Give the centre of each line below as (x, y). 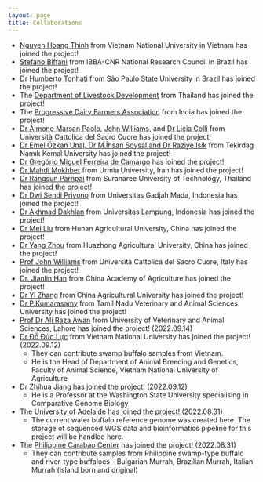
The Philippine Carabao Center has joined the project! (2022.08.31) (128, 444)
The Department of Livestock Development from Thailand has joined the (136, 95)
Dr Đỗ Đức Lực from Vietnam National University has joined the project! (135, 336)
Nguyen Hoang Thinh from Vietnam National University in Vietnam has (133, 45)
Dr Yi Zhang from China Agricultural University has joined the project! (131, 295)
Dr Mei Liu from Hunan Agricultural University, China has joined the (128, 228)
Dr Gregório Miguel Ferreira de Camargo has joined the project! (122, 161)
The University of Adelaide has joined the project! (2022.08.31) (121, 411)
